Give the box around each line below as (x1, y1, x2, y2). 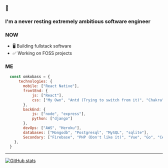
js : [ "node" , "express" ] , (31, 111, 86, 116)
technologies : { (18, 79, 52, 84)
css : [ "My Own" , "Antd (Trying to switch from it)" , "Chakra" (31, 97, 164, 102)
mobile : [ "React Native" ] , (23, 83, 79, 89)
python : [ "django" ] (31, 116, 72, 121)
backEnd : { (23, 107, 46, 112)
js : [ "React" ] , (31, 92, 64, 98)
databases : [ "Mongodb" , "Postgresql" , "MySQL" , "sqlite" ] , (23, 130, 149, 135)
